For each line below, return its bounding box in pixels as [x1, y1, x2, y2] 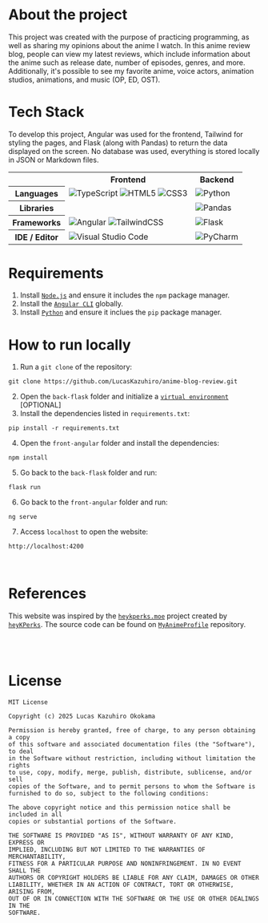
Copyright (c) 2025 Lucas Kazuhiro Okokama [8, 712, 156, 721]
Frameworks [12, 217, 62, 229]
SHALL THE [8, 867, 42, 875]
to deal [8, 747, 34, 755]
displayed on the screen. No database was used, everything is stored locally [8, 146, 260, 156]
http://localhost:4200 [8, 543, 84, 551]
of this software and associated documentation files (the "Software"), [8, 740, 256, 749]
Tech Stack [8, 103, 85, 121]
